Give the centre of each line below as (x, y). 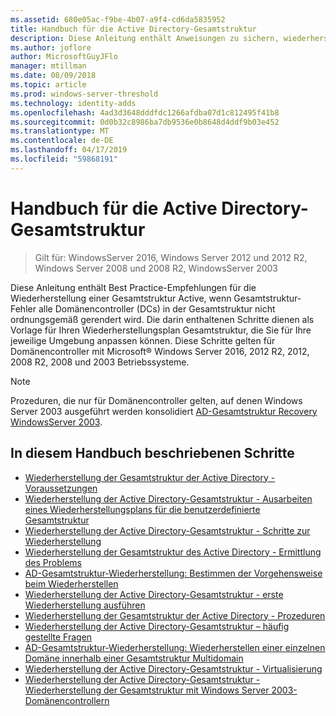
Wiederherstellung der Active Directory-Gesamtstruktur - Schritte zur (167, 530)
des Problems (53, 562)
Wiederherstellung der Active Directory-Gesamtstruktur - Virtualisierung (173, 668)
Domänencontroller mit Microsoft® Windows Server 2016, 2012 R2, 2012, (160, 351)
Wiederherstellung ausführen (85, 605)
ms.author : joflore (51, 47)
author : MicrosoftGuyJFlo (64, 57)
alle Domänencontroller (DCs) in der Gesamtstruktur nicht (157, 308)
